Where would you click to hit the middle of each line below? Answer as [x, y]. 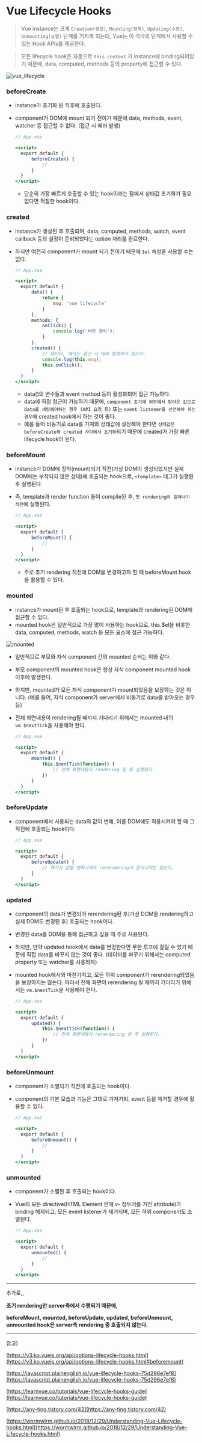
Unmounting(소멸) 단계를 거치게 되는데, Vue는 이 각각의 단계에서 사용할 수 [107, 36]
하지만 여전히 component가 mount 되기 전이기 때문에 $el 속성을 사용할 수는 [104, 251]
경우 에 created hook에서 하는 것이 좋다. [70, 417]
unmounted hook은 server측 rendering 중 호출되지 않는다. [77, 1325]
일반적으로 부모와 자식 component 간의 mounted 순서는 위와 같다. [93, 656]
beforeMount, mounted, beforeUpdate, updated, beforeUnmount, [90, 1318]
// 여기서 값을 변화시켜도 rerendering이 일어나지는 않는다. [108, 868]
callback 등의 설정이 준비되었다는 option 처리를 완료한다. [82, 238]
